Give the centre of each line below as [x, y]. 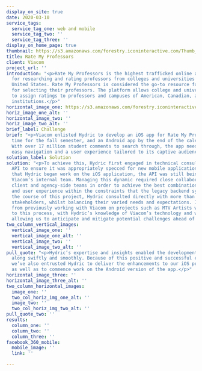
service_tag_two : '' [37, 34]
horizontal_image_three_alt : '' [47, 281]
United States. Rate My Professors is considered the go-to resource [100, 85]
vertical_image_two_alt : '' [47, 247]
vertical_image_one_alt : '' [47, 235]
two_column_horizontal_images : [45, 286]
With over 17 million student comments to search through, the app [98, 146]
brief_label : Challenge [36, 129]
